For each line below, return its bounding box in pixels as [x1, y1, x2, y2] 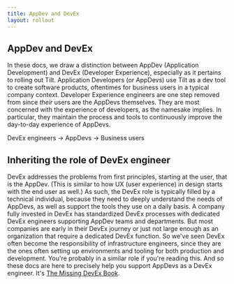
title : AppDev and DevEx [7, 10, 80, 17]
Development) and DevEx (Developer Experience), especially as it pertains [7, 68, 221, 77]
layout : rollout [7, 17, 54, 24]
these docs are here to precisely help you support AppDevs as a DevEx [7, 262, 212, 270]
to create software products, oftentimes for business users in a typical [7, 83, 210, 91]
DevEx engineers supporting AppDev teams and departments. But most [7, 217, 213, 225]
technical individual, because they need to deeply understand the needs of [7, 195, 223, 203]
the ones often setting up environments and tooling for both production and [7, 247, 225, 255]
